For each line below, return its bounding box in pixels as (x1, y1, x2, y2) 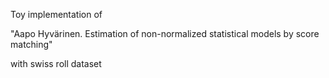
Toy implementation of (10, 9, 103, 20)
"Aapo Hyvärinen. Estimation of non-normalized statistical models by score (10, 28, 320, 39)
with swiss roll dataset (10, 58, 102, 69)
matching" (10, 39, 53, 50)
